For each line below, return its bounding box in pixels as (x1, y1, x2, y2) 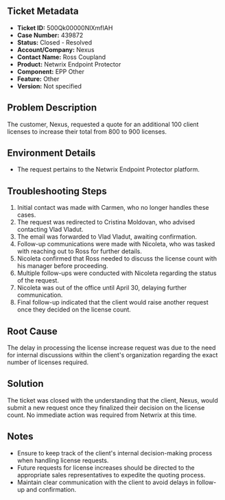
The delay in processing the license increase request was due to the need (7, 344, 216, 352)
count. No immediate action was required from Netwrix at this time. (7, 411, 197, 419)
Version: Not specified (16, 82, 82, 90)
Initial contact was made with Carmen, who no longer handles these (16, 204, 209, 212)
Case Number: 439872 (16, 31, 84, 39)
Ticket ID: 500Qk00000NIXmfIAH (16, 23, 113, 32)
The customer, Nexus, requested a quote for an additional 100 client (7, 120, 199, 128)
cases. (16, 211, 36, 219)
